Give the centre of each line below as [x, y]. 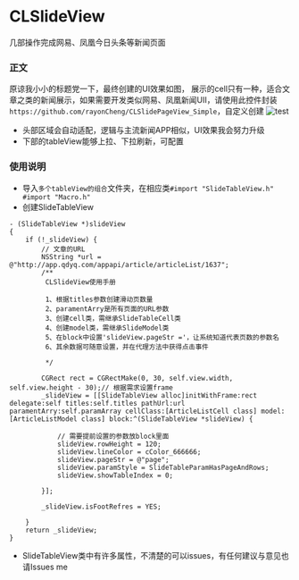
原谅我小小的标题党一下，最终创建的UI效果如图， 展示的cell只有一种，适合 [146, 89]
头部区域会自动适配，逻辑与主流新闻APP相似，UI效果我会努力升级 [143, 130]
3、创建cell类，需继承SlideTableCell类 [113, 318]
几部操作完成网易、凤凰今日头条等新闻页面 [87, 42]
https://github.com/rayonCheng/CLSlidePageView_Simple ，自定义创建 [137, 111]
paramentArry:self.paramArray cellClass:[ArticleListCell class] [133, 411]
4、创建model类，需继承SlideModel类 [107, 328]
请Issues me [45, 567]
